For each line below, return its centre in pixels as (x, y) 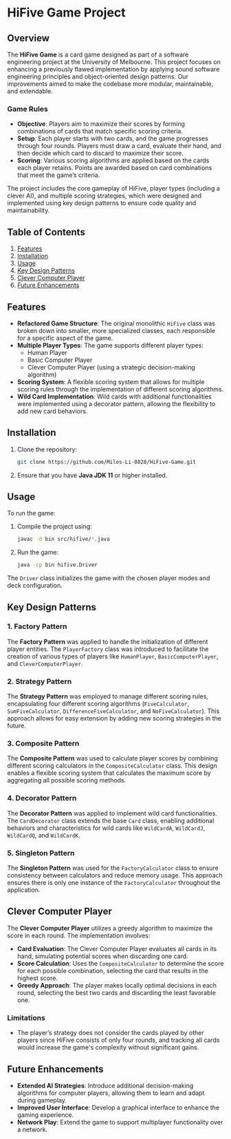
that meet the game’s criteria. (58, 175)
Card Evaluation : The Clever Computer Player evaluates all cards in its (117, 948)
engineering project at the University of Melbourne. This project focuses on (114, 62)
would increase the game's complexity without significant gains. (108, 1047)
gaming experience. (45, 1115)
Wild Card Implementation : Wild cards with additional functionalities (114, 396)
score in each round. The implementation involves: (79, 935)
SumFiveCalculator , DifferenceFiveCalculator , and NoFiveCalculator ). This (113, 711)
